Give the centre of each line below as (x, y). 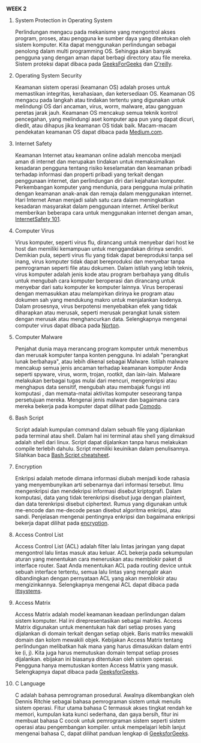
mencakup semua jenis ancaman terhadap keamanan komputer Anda (101, 368)
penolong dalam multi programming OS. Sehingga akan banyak (93, 51)
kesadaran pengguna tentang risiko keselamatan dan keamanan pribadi (103, 168)
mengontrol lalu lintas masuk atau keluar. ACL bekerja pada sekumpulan (104, 553)
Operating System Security (48, 75)
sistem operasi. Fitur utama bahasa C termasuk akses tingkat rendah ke (103, 708)
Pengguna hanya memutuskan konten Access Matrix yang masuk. (97, 665)
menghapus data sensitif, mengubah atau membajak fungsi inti (92, 387)
